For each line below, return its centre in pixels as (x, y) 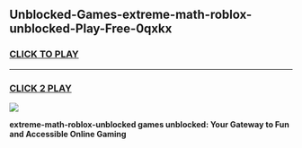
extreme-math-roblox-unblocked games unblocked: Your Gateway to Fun (150, 124)
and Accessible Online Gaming (68, 134)
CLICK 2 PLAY (40, 88)
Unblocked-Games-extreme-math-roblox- (131, 15)
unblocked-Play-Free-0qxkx (91, 29)
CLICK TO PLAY (44, 55)
